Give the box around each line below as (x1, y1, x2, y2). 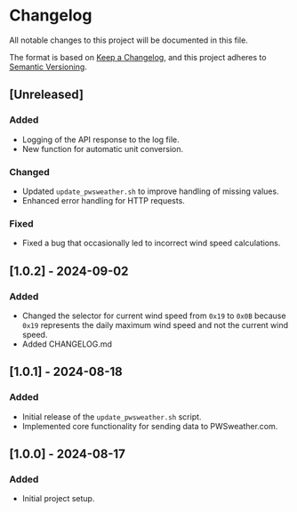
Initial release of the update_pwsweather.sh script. (21, 411, 202, 422)
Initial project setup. (21, 493, 95, 504)
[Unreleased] (9, 87, 84, 102)
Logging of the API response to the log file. (21, 134, 180, 145)
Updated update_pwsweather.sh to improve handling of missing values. (21, 186, 279, 196)
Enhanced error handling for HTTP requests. (21, 195, 185, 205)
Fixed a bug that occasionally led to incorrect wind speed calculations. (21, 237, 281, 249)
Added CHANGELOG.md (21, 339, 113, 349)
